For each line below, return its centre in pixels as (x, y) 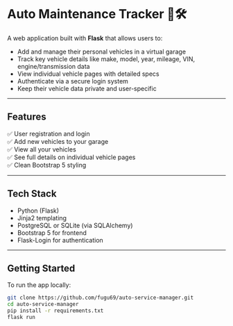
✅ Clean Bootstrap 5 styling (47, 165)
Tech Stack (32, 194)
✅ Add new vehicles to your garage (58, 141)
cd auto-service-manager (43, 304)
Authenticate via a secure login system (72, 81)
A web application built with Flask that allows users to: (85, 38)
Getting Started (41, 268)
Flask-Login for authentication (60, 240)
